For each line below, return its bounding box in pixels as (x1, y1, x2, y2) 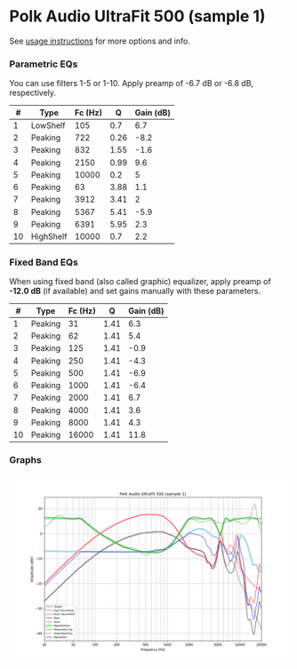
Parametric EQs (9, 58, 78, 70)
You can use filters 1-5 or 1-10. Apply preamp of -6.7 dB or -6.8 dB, (9, 78, 254, 89)
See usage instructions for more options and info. (9, 36, 191, 46)
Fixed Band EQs (9, 256, 78, 268)
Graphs (9, 454, 42, 466)
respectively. (9, 87, 56, 99)
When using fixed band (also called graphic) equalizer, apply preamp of (9, 276, 271, 287)
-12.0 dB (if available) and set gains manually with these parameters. (9, 286, 261, 297)
